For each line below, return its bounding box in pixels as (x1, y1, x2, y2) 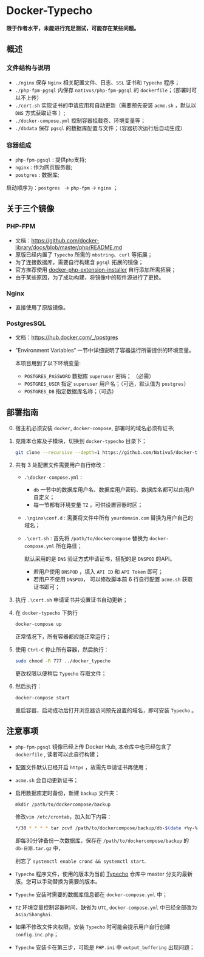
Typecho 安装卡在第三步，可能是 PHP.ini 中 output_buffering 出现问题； (15, 944, 195, 951)
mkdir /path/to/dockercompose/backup (15, 801, 111, 808)
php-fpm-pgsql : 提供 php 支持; (15, 156, 87, 163)
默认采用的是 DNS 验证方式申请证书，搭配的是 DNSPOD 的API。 (24, 555, 175, 562)
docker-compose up (15, 621, 62, 627)
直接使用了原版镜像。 (15, 303, 69, 310)
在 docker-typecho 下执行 (15, 609, 78, 616)
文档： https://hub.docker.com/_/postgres (15, 334, 118, 341)
